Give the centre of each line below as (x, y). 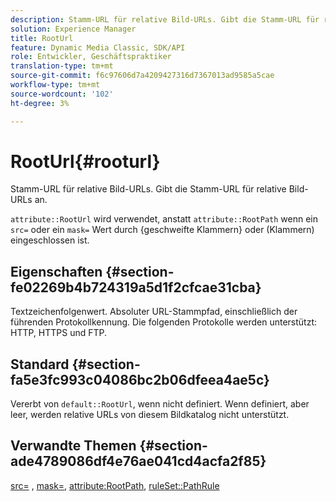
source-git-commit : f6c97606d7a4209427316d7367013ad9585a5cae (142, 76)
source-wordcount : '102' (62, 94)
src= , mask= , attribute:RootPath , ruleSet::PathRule (115, 485)
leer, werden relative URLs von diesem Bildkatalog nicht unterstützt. (150, 415)
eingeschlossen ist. (50, 240)
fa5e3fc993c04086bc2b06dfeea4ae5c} (140, 379)
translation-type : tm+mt (62, 66)
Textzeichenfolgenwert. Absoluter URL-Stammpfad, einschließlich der (154, 312)
